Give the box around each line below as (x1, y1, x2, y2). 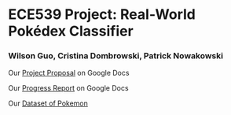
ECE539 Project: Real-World (8, 6, 196, 24)
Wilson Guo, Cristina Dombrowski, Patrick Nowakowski (8, 50, 224, 61)
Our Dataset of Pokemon (8, 98, 88, 108)
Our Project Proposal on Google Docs (8, 69, 130, 78)
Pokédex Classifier (8, 22, 134, 40)
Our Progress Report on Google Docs (8, 83, 129, 93)
